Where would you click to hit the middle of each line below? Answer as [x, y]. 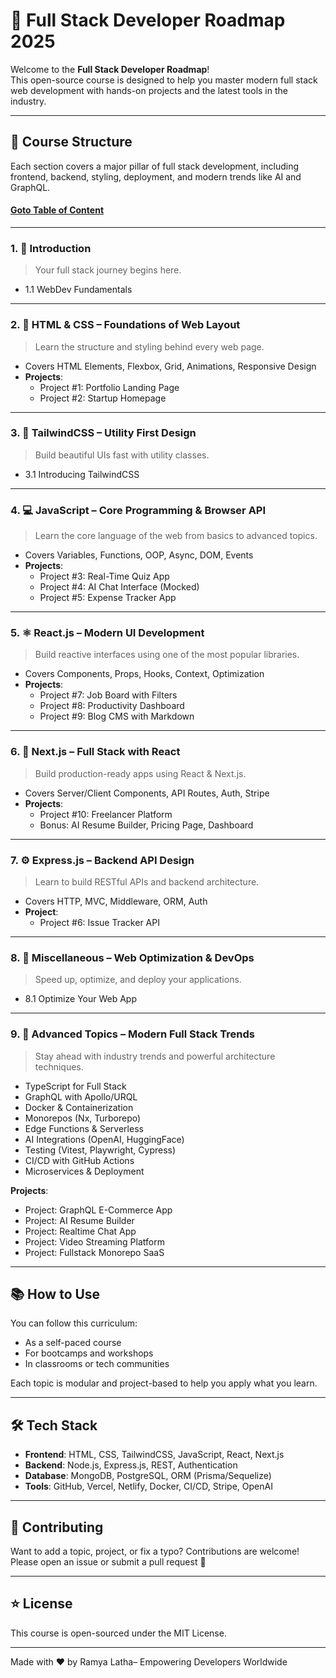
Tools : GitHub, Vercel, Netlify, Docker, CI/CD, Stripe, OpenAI [148, 1486]
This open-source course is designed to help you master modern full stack [164, 80]
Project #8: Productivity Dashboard [112, 706]
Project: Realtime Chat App [80, 1231]
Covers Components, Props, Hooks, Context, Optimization [144, 674]
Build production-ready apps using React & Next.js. [140, 773]
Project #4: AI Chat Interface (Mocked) [119, 587]
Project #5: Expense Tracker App [108, 598]
